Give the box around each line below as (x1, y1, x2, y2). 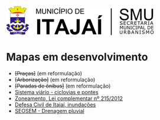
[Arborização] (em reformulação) (14, 76, 96, 83)
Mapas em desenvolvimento (6, 51, 148, 64)
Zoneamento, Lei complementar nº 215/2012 (14, 95, 123, 102)
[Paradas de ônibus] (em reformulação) (14, 82, 111, 89)
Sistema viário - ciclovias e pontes (14, 88, 99, 95)
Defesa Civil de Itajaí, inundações (14, 101, 96, 108)
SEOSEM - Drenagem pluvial (14, 107, 84, 114)
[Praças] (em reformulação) (14, 69, 83, 76)
